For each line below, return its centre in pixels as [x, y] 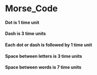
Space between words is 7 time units [43, 67]
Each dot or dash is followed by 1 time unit [48, 45]
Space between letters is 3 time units [44, 56]
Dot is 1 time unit [22, 22]
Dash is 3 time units [25, 34]
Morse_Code [31, 9]
